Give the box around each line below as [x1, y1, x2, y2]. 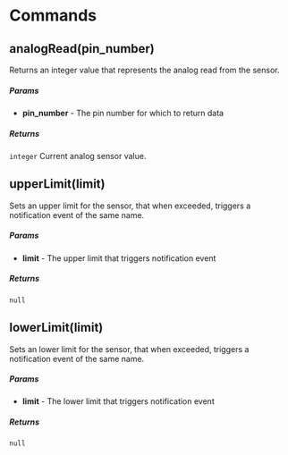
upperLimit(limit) [9, 176, 106, 192]
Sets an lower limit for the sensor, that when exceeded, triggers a [9, 343, 250, 354]
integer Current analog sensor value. [9, 150, 147, 161]
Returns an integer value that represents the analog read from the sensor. [9, 64, 280, 75]
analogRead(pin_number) [9, 41, 155, 56]
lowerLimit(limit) [9, 320, 104, 335]
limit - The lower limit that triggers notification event [21, 396, 215, 407]
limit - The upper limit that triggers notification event [21, 252, 216, 264]
